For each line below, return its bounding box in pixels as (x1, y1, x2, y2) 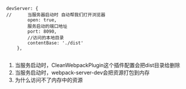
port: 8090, (27, 28, 58, 34)
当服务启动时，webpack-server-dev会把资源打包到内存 (14, 69, 150, 76)
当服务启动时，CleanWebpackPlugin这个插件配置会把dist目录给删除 (14, 62, 180, 68)
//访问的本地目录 (27, 35, 64, 41)
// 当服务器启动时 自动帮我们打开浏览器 (6, 12, 106, 18)
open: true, (27, 17, 58, 23)
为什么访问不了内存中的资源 (14, 77, 83, 83)
